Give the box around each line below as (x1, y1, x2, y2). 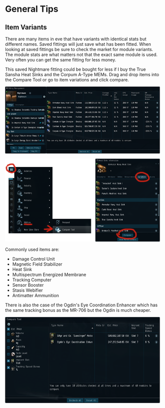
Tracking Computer (12, 277, 52, 283)
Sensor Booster (12, 282, 44, 288)
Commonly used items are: (5, 246, 60, 252)
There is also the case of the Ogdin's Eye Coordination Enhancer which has (5, 302, 158, 308)
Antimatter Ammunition (12, 293, 59, 299)
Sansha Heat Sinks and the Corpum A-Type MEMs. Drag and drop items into (5, 72, 160, 77)
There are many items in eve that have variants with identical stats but (5, 36, 147, 42)
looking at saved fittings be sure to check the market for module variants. (5, 47, 153, 52)
